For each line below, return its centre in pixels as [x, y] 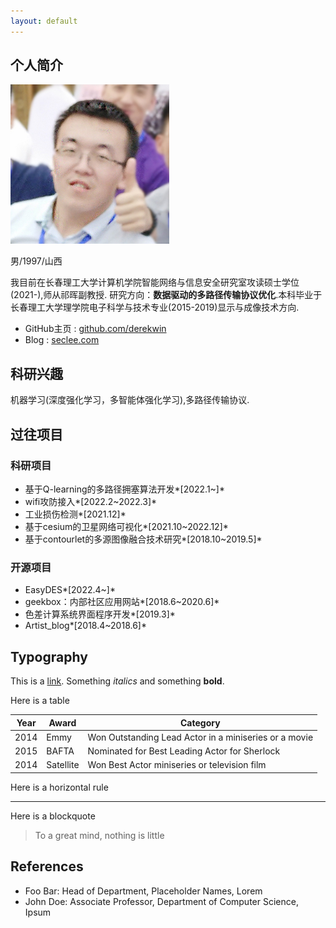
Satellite [63, 765]
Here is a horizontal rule [59, 787]
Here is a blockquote [53, 816]
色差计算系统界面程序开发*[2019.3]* [100, 614]
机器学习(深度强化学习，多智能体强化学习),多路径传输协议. [130, 400]
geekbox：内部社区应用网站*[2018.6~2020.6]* [122, 602]
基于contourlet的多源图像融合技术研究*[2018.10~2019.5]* [143, 539]
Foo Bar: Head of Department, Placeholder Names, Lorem [143, 891]
